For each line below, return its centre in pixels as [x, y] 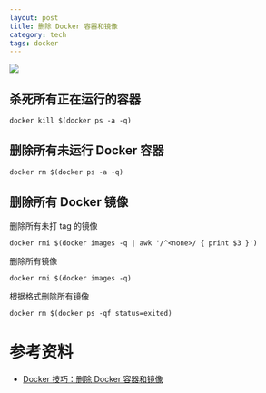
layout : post [34, 18]
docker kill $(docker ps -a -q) [70, 121]
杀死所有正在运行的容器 [75, 99]
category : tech [38, 34]
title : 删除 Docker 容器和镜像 [64, 26]
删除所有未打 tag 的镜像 [54, 226]
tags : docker [34, 43]
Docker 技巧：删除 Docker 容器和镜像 [93, 378]
